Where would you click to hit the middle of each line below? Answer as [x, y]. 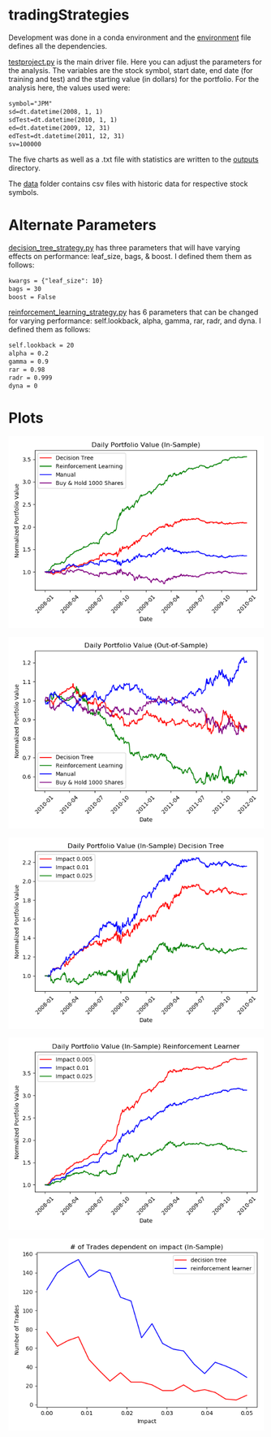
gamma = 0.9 [28, 361]
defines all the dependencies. [58, 45]
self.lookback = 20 [41, 345]
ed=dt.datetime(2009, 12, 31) [60, 128]
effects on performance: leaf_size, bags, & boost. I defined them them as [130, 256]
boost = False [32, 297]
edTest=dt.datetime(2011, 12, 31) [67, 136]
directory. [24, 167]
